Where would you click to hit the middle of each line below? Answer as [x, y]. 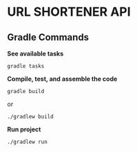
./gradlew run [28, 142]
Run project [24, 129]
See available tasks [35, 53]
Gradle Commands [48, 37]
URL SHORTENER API [69, 12]
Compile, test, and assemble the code [62, 79]
